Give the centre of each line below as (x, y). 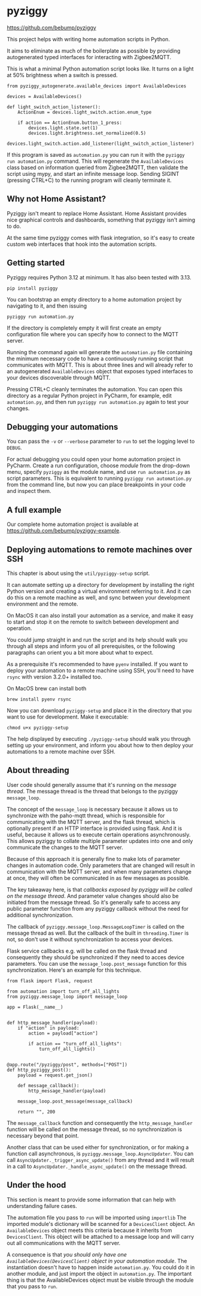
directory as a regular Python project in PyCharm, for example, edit (89, 396)
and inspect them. (29, 491)
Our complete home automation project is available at (73, 524)
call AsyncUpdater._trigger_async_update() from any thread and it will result (100, 1160)
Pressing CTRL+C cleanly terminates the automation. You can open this (95, 389)
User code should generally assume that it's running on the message (92, 784)
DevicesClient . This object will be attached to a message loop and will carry (100, 1236)
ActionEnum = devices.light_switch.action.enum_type (85, 112)
